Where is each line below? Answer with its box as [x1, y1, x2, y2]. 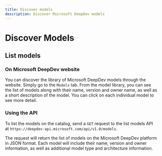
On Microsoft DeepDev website [5, 66, 80, 72]
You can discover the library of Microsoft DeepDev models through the [5, 77, 146, 83]
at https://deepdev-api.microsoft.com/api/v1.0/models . [5, 126, 118, 131]
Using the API [5, 110, 38, 116]
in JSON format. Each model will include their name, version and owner [5, 140, 147, 146]
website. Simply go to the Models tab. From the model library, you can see [5, 82, 151, 88]
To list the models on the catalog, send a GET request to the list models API [5, 120, 153, 126]
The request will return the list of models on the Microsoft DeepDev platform [5, 135, 157, 141]
